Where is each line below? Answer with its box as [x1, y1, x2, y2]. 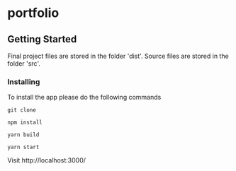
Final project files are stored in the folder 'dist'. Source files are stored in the [7, 52, 229, 60]
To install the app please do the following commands [7, 93, 162, 102]
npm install [7, 119, 43, 126]
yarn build [7, 131, 40, 138]
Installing [7, 76, 40, 86]
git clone [7, 107, 37, 114]
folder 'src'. [7, 59, 40, 68]
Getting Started [7, 33, 77, 45]
